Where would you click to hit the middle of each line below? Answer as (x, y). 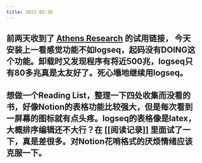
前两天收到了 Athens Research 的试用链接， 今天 (99, 38)
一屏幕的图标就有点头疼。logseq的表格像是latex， (101, 119)
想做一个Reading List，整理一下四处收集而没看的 (99, 96)
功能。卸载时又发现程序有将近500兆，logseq (99, 62)
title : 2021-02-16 (30, 12)
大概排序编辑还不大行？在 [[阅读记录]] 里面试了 (95, 130)
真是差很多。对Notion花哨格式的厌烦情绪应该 (108, 142)
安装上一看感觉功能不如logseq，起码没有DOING (97, 50)
